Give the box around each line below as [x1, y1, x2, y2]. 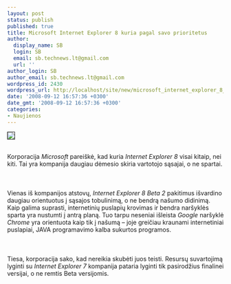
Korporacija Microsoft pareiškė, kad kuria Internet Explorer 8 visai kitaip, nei [7, 152, 222, 160]
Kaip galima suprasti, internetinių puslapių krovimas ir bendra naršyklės [7, 204, 210, 212]
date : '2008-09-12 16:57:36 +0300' [7, 94, 109, 100]
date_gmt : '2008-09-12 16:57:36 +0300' [7, 100, 122, 107]
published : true [7, 23, 54, 30]
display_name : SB [13, 42, 63, 49]
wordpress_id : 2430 [7, 80, 63, 87]
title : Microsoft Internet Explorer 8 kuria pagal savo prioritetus [7, 29, 208, 36]
